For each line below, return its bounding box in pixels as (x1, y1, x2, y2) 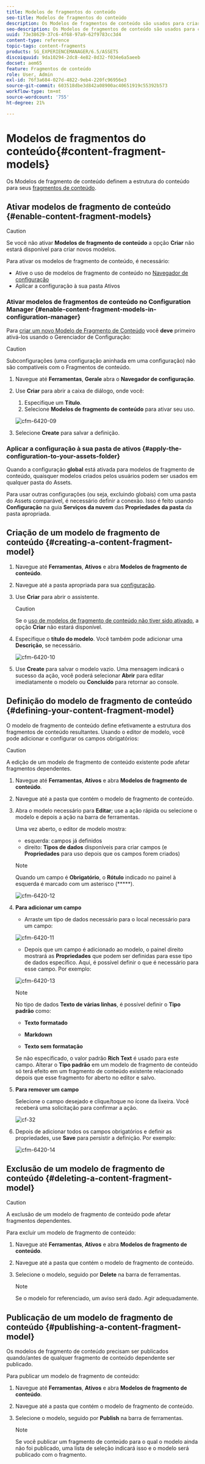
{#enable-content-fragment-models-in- (35, 305, 157, 314)
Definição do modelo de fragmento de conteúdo (6, 696, 192, 706)
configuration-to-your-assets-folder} (6, 452, 120, 460)
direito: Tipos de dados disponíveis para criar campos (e (24, 843, 167, 850)
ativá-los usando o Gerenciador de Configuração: (6, 333, 131, 341)
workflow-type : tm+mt (6, 89, 62, 95)
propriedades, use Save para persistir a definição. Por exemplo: (15, 1134, 176, 1142)
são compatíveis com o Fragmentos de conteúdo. (6, 363, 131, 371)
